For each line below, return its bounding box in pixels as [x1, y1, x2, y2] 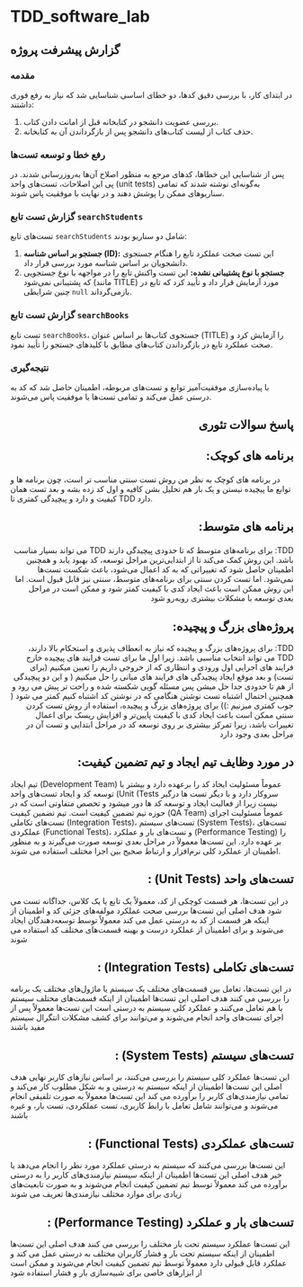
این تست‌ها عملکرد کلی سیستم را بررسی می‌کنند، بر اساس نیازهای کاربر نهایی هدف [10, 1072, 290, 1083]
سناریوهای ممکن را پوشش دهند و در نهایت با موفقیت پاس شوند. [10, 188, 225, 199]
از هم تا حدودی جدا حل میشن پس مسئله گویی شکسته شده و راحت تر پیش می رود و [11, 681, 294, 692]
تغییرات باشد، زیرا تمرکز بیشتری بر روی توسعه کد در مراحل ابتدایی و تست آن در [25, 719, 294, 730]
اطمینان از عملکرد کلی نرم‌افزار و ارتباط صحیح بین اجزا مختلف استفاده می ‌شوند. [10, 845, 281, 856]
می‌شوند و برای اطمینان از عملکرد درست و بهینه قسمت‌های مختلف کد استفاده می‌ [10, 924, 284, 934]
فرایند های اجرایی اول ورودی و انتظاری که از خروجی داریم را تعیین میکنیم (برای [29, 662, 294, 673]
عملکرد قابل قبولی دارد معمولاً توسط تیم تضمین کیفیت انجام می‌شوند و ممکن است [10, 1257, 287, 1268]
